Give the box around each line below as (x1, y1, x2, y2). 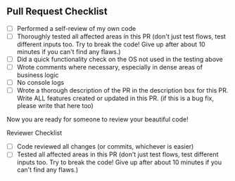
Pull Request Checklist (6, 6, 108, 18)
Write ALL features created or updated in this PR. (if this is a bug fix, (16, 94, 214, 102)
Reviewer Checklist (6, 129, 63, 138)
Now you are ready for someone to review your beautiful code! (6, 115, 189, 123)
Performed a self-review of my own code (16, 24, 136, 32)
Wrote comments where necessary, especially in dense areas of (16, 63, 203, 71)
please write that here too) (16, 102, 94, 110)
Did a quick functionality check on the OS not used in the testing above (16, 55, 223, 63)
